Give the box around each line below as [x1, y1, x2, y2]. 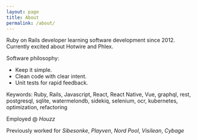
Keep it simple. [15, 66, 53, 74]
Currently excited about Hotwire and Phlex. [6, 43, 114, 50]
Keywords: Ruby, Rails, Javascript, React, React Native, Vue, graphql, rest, [6, 91, 192, 98]
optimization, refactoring [6, 104, 68, 111]
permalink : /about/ [6, 20, 56, 26]
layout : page [6, 8, 39, 15]
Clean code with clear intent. [15, 73, 87, 80]
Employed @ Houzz [6, 115, 56, 122]
